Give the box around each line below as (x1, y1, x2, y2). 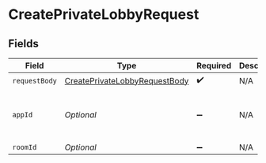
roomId (12, 143, 37, 151)
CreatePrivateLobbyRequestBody (64, 75, 189, 86)
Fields (8, 37, 40, 50)
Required (196, 61, 232, 71)
